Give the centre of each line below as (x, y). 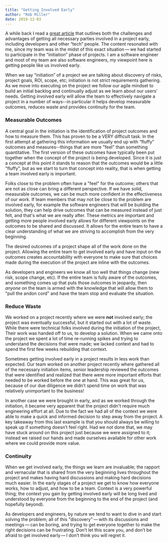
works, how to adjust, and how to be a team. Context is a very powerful (78, 488)
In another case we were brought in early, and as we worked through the (80, 400)
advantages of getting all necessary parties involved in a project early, (77, 39)
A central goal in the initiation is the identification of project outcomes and (81, 131)
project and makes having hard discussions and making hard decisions (78, 478)
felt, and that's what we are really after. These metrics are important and (79, 215)
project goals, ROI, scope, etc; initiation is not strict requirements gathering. (83, 80)
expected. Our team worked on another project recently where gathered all (82, 364)
